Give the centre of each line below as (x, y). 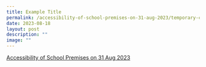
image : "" (19, 40)
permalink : (20, 18)
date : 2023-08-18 (29, 23)
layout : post (23, 29)
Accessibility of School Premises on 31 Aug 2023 (68, 58)
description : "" (27, 35)
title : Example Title (34, 12)
